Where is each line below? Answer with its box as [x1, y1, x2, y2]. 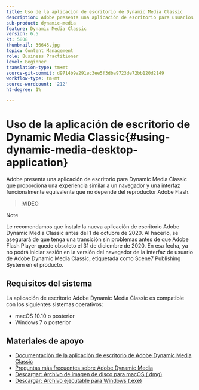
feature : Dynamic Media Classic [6, 25, 87, 32]
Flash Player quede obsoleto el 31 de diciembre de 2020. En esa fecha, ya [6, 242, 188, 249]
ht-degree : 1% [6, 87, 42, 93]
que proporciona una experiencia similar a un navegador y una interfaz [6, 182, 180, 189]
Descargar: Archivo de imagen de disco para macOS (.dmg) [14, 371, 163, 378]
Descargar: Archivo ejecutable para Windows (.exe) [14, 377, 142, 385]
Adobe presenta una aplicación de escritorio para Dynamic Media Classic [6, 175, 187, 182]
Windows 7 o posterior [14, 318, 71, 326]
